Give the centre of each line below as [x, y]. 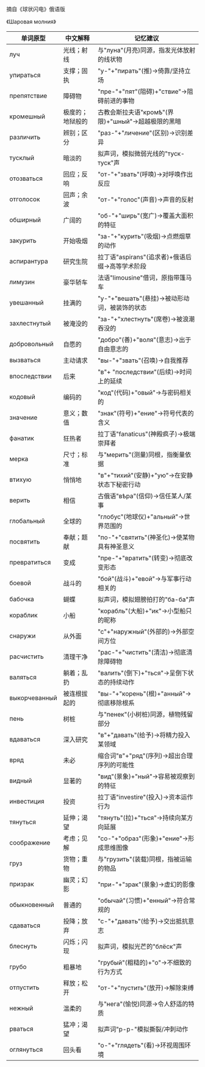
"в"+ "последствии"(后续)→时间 [145, 372]
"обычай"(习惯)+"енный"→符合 [143, 901]
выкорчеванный [34, 698]
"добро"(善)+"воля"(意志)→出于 [144, 340]
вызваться [25, 360]
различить [25, 137]
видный [21, 780]
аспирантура [29, 261]
